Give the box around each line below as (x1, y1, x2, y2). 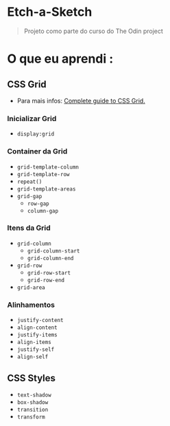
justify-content (16, 317, 64, 324)
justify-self (16, 346, 55, 353)
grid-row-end (27, 277, 65, 284)
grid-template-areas (16, 185, 76, 193)
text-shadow (16, 392, 51, 398)
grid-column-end (27, 255, 74, 262)
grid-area (16, 284, 46, 291)
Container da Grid (7, 147, 68, 156)
